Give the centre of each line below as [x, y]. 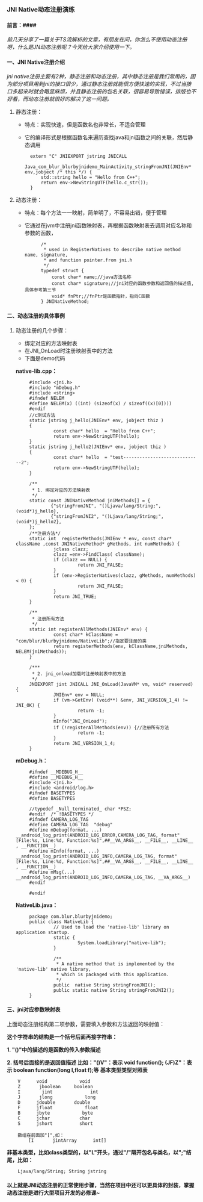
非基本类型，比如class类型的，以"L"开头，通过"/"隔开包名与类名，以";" [97, 1152]
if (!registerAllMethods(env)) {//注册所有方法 [111, 727]
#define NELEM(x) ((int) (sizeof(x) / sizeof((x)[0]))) [101, 403]
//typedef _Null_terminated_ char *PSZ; [80, 809]
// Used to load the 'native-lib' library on [111, 927]
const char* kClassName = [86, 634]
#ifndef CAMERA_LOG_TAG [59, 819]
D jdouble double [54, 1102]
